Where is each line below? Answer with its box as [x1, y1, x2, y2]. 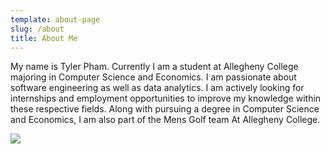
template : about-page [10, 14, 101, 25]
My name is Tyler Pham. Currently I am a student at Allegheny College [10, 61, 299, 73]
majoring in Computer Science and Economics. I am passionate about [10, 71, 297, 83]
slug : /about [10, 24, 65, 34]
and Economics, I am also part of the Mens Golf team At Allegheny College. [10, 114, 321, 126]
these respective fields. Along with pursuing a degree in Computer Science [10, 103, 320, 115]
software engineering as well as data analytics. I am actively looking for [10, 82, 305, 94]
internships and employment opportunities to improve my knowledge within [10, 92, 322, 105]
